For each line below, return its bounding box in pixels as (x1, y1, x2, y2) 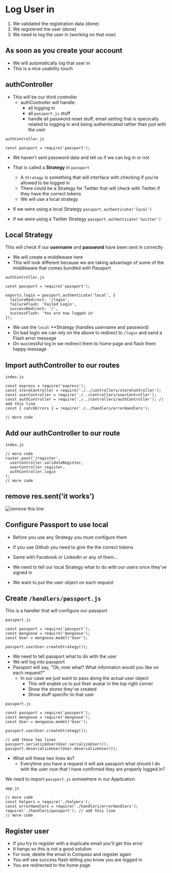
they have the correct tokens (20, 191, 81, 197)
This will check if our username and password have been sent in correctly (5, 244, 163, 251)
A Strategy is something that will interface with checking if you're (20, 174, 159, 180)
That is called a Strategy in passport (12, 164, 90, 170)
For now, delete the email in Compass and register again (12, 851, 132, 858)
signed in (12, 569, 32, 575)
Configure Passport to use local (5, 521, 109, 529)
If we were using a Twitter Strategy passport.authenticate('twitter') (12, 216, 161, 222)
